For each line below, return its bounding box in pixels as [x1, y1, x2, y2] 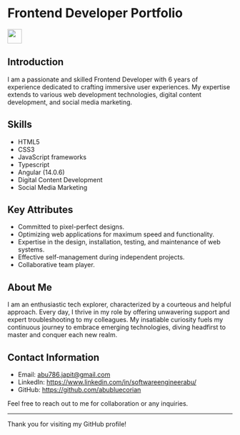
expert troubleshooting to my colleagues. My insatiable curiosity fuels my [7, 316, 224, 324]
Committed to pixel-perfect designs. [17, 223, 125, 231]
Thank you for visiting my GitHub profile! [7, 420, 127, 428]
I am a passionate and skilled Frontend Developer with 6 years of [7, 75, 199, 84]
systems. [17, 245, 45, 254]
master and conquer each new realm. [7, 331, 118, 339]
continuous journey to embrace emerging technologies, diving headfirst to [7, 323, 226, 331]
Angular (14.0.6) [17, 168, 66, 176]
